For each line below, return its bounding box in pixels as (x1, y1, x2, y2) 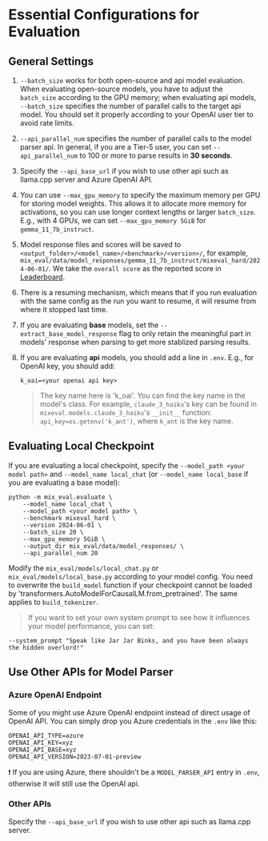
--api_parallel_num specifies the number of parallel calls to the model (19, 134, 252, 143)
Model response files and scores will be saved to (19, 240, 182, 249)
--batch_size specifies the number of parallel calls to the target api (19, 102, 242, 110)
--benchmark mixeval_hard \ (22, 514, 116, 522)
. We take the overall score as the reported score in (49, 264, 222, 273)
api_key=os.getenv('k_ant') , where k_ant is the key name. (39, 416, 234, 426)
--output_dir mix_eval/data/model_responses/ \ (22, 542, 184, 550)
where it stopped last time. (19, 305, 108, 314)
